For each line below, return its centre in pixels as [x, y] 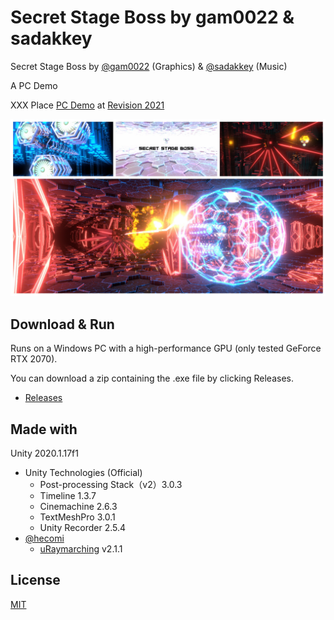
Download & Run [62, 324]
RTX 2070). [34, 359]
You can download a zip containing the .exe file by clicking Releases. [152, 378]
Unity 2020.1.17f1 [44, 453]
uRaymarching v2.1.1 [81, 549]
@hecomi [44, 538]
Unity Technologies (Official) [83, 473]
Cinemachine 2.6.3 [78, 507]
